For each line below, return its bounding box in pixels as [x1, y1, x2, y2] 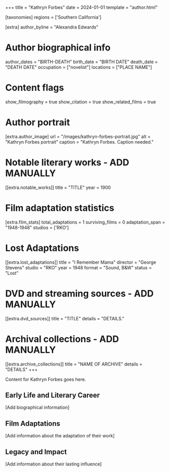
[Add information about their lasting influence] [5, 461, 102, 467]
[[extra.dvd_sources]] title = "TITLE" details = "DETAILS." [5, 315, 125, 321]
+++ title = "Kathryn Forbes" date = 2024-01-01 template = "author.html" [5, 5, 158, 10]
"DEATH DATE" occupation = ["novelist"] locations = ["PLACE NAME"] [5, 64, 152, 70]
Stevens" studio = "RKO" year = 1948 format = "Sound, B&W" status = [5, 264, 152, 270]
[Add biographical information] [5, 404, 70, 410]
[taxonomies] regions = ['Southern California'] [5, 14, 101, 20]
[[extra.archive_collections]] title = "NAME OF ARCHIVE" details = [5, 361, 143, 367]
